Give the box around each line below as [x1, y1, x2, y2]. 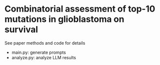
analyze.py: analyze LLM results [11, 54, 76, 60]
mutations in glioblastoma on [4, 14, 124, 25]
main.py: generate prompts [11, 49, 66, 55]
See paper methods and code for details [4, 40, 86, 46]
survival [4, 24, 38, 35]
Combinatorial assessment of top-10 [4, 3, 156, 15]
